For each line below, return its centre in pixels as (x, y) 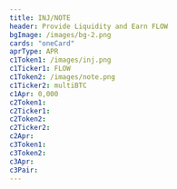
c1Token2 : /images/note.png (63, 77)
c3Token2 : (28, 153)
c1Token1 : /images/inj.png (60, 60)
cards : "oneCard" (42, 43)
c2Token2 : (28, 119)
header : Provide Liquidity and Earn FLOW (89, 26)
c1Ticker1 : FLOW (40, 69)
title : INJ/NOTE (40, 18)
